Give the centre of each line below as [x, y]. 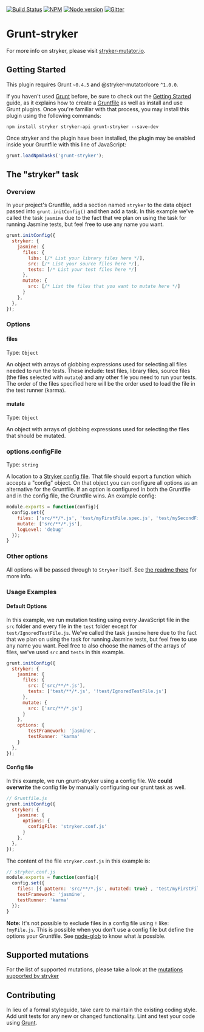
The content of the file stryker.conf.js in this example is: [78, 861]
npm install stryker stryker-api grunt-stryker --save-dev [83, 127]
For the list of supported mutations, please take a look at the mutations [95, 969]
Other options [27, 556]
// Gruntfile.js [27, 798]
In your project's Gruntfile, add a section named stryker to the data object [99, 205]
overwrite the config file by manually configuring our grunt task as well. [96, 787]
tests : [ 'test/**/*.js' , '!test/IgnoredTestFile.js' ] [97, 692]
